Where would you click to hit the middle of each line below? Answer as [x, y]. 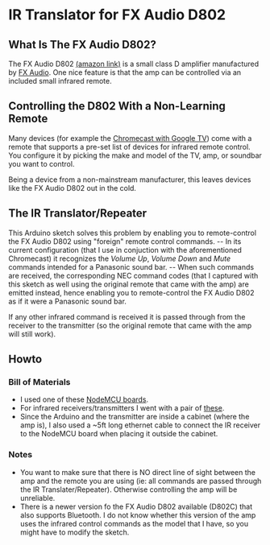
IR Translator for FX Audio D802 [117, 15]
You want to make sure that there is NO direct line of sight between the [138, 472]
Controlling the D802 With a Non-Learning [117, 106]
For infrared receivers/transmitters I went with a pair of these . [122, 408]
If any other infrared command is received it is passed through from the [127, 316]
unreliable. [37, 498]
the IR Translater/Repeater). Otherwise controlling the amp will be [129, 489]
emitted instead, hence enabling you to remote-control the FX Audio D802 [131, 292]
